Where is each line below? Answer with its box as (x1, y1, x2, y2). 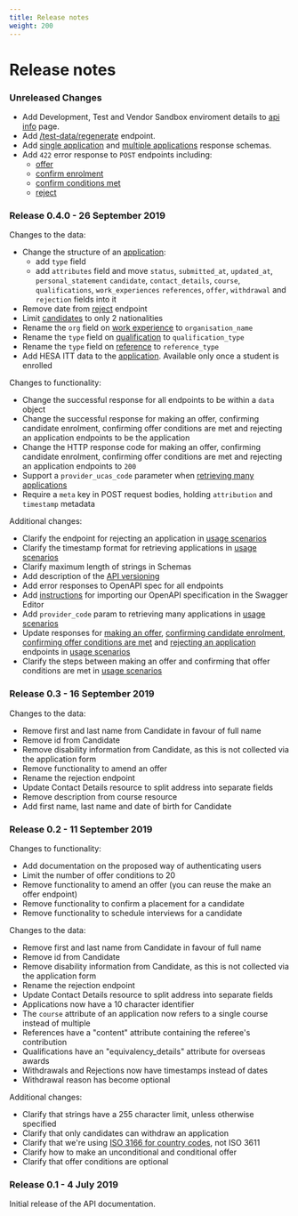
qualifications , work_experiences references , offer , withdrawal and (35, 285, 286, 295)
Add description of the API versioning (21, 571, 160, 582)
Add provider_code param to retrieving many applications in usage (21, 608, 266, 619)
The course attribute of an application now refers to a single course (21, 1008, 269, 1019)
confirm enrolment (35, 168, 104, 179)
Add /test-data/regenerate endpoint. (21, 130, 156, 141)
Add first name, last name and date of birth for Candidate (21, 801, 232, 811)
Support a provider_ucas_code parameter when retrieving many (21, 471, 254, 481)
